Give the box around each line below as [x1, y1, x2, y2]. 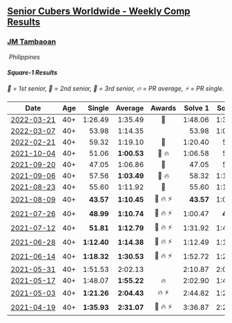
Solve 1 [184, 103, 209, 112]
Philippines [8, 52, 40, 61]
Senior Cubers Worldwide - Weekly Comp [7, 6, 191, 17]
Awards [151, 103, 177, 112]
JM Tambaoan [7, 37, 57, 47]
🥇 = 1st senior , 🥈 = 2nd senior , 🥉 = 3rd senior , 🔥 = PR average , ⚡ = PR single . [7, 84, 224, 92]
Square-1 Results [7, 68, 57, 77]
